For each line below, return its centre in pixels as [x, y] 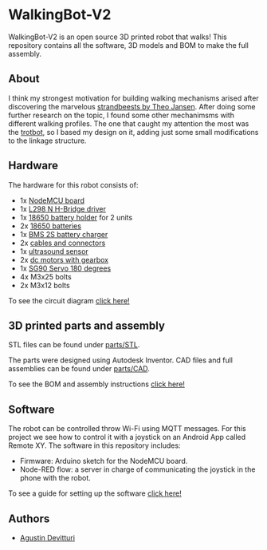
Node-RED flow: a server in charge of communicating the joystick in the [137, 469]
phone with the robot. [55, 478]
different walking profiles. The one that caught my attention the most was [129, 123]
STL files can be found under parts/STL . [74, 345]
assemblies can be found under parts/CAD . [79, 369]
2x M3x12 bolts [45, 285]
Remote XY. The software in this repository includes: [94, 445]
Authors [29, 518]
